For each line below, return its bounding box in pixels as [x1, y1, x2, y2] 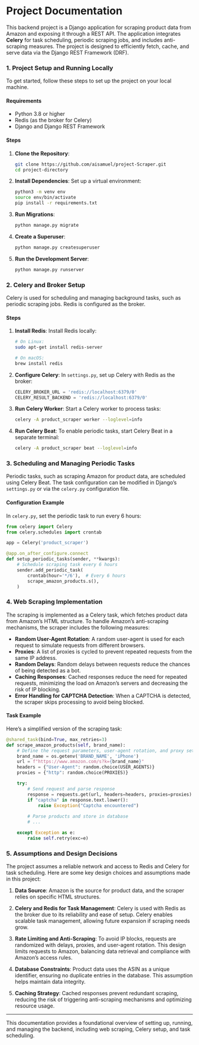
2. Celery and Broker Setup [6, 281, 86, 289]
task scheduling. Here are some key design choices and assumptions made [6, 869, 191, 876]
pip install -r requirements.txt [14, 200, 98, 206]
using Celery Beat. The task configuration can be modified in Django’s [6, 479, 177, 486]
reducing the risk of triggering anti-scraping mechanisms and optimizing [14, 996, 192, 1003]
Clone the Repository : [14, 150, 70, 157]
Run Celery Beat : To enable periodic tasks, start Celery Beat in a [14, 427, 173, 434]
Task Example [6, 712, 41, 719]
